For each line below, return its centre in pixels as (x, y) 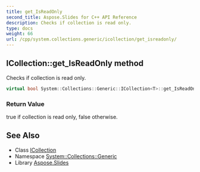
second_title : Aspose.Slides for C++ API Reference (71, 17)
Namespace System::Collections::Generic (66, 156)
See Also (23, 135)
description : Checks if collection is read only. (69, 23)
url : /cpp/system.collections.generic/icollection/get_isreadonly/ (92, 39)
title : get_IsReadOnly (34, 12)
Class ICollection (35, 150)
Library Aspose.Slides (42, 162)
